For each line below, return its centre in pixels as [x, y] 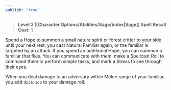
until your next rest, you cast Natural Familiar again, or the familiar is [77, 45]
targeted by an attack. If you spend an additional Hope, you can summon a [84, 50]
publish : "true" [22, 10]
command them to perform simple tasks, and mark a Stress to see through [83, 61]
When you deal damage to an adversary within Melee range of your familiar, [85, 76]
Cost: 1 [25, 30]
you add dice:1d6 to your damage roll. [45, 82]
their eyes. [16, 67]
